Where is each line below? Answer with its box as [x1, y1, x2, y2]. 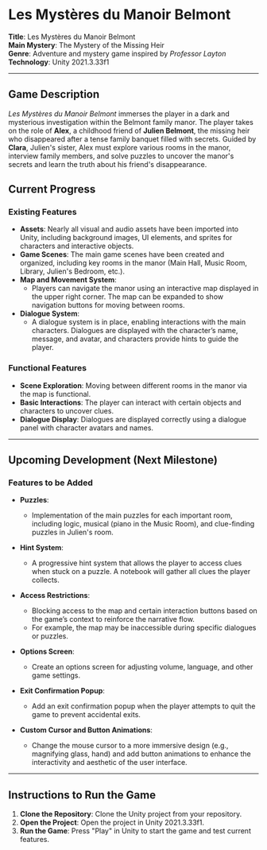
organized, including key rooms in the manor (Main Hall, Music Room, [19, 258, 248, 268]
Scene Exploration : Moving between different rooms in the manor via [19, 380, 248, 390]
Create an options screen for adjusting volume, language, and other [31, 662, 253, 672]
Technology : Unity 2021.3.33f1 [8, 57, 110, 67]
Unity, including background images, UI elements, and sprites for [19, 233, 233, 243]
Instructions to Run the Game [8, 788, 157, 801]
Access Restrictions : [19, 591, 90, 600]
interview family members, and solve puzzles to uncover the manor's [8, 151, 234, 161]
